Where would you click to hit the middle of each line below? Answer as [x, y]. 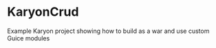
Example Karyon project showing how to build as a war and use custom [108, 31]
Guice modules [29, 38]
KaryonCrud [43, 12]
